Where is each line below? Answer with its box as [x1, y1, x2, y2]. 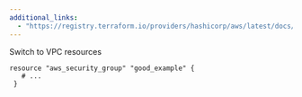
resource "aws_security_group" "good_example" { [9, 64, 195, 73]
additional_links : [9, 13, 78, 22]
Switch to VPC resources [9, 46, 102, 57]
